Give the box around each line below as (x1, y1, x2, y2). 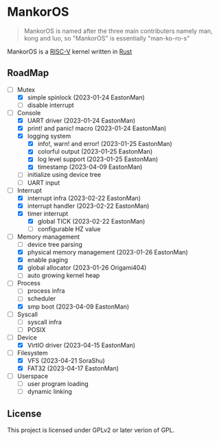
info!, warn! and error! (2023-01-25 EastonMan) (37, 140, 173, 148)
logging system (27, 132, 71, 141)
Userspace (16, 372, 49, 381)
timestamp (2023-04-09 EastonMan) (37, 163, 143, 171)
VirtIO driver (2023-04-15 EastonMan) (27, 341, 136, 349)
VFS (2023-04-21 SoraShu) (27, 356, 105, 364)
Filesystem (16, 348, 48, 357)
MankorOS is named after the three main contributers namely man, (23, 27, 213, 35)
